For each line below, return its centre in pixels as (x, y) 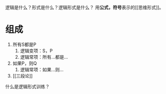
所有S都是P (24, 44)
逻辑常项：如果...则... (42, 69)
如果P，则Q (25, 63)
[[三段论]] (23, 76)
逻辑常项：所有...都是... (44, 57)
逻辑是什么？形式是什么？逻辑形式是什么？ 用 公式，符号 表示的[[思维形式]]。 (85, 7)
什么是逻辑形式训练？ (27, 86)
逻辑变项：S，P (36, 51)
